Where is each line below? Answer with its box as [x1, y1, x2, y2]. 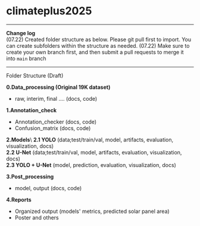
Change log [6, 29, 36, 36]
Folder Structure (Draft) [6, 72, 64, 79]
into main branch [6, 55, 46, 62]
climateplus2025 [6, 4, 92, 18]
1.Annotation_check [6, 106, 57, 114]
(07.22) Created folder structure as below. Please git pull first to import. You [6, 36, 192, 43]
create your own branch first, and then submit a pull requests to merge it [6, 48, 184, 55]
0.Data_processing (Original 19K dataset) [6, 83, 111, 91]
